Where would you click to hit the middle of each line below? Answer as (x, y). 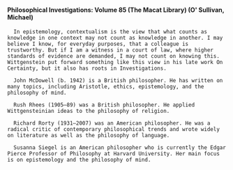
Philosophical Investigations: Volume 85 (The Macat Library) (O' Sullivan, (116, 10)
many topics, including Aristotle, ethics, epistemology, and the (106, 87)
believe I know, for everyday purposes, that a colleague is (98, 44)
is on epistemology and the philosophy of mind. (79, 160)
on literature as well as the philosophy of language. (89, 136)
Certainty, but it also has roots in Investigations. (87, 69)
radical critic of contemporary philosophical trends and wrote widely (113, 130)
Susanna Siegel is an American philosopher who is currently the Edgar (120, 148)
